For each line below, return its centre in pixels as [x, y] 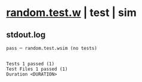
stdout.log [26, 35]
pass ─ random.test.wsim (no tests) [52, 48]
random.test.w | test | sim [71, 13]
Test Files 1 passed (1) [37, 69]
